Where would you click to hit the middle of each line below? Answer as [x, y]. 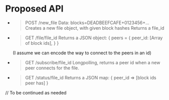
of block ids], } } [42, 43]
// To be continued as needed [36, 92]
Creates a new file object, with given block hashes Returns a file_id [95, 28]
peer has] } [37, 83]
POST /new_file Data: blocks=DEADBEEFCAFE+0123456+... [87, 23]
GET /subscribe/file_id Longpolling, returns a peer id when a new [93, 62]
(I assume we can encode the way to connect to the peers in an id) [82, 53]
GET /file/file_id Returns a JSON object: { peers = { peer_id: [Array [94, 38]
